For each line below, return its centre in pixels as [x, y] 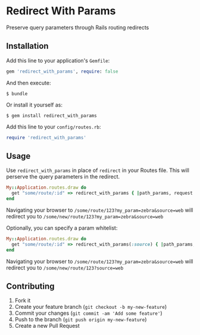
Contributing [30, 286]
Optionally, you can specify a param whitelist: [62, 228]
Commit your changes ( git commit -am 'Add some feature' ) [88, 313]
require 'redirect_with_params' [46, 137]
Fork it [23, 300]
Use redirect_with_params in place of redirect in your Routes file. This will [98, 170]
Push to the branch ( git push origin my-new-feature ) [81, 320]
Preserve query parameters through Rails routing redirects [78, 27]
